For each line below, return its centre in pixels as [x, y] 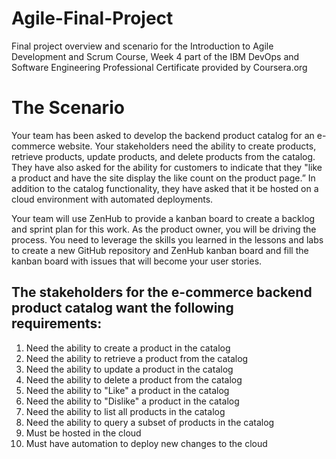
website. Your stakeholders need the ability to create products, [187, 146]
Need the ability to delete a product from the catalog [134, 379]
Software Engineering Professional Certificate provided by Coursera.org [159, 67]
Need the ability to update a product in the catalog [129, 369]
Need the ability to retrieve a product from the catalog [137, 358]
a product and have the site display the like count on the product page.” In [163, 178]
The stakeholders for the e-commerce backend [162, 292]
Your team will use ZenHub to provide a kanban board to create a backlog [163, 218]
